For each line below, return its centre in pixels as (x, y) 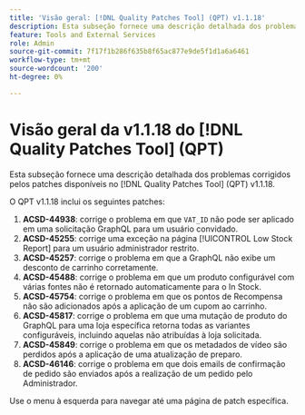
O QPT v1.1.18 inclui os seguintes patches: (87, 202)
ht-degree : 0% (36, 77)
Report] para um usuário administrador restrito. (111, 248)
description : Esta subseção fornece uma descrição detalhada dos (135, 26)
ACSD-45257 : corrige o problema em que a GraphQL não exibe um (149, 257)
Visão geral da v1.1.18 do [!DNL (126, 129)
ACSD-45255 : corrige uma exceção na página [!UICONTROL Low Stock (157, 238)
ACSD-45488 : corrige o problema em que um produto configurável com (158, 277)
